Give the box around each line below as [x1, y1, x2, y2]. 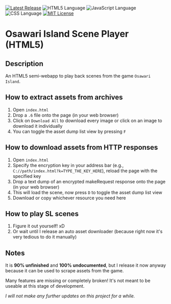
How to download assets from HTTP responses [5, 143, 158, 152]
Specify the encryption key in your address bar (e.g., [12, 162, 124, 168]
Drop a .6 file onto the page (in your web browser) [12, 112, 119, 118]
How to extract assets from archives [5, 93, 123, 102]
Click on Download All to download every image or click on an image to [12, 118, 162, 124]
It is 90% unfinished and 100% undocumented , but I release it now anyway [5, 262, 166, 268]
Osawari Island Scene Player [5, 28, 129, 40]
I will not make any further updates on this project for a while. [5, 293, 135, 299]
